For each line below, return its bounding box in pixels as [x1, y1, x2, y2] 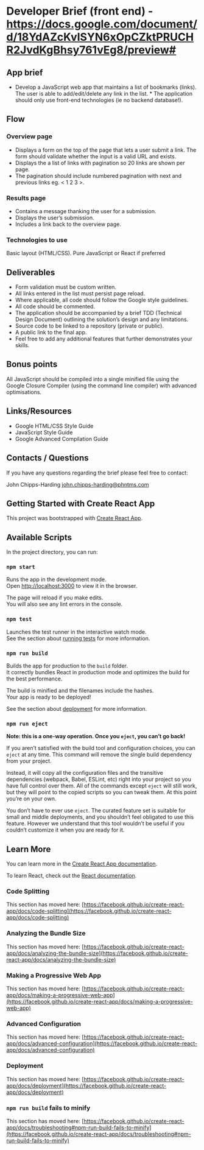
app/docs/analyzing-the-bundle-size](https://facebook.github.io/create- [6, 949, 189, 957]
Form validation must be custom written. [15, 283, 117, 291]
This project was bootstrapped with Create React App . [6, 515, 143, 522]
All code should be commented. [15, 303, 96, 310]
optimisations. [6, 388, 41, 395]
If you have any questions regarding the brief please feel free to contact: [6, 469, 188, 476]
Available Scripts [6, 532, 72, 543]
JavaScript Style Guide [15, 428, 73, 436]
